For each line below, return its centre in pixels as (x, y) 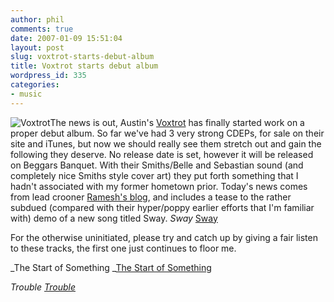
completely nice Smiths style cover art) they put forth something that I (154, 175)
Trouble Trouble (43, 287)
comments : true (42, 29)
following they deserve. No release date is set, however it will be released (162, 154)
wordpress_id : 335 (48, 76)
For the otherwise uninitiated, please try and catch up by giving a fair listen (164, 237)
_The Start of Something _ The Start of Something (111, 267)
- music (26, 94)
